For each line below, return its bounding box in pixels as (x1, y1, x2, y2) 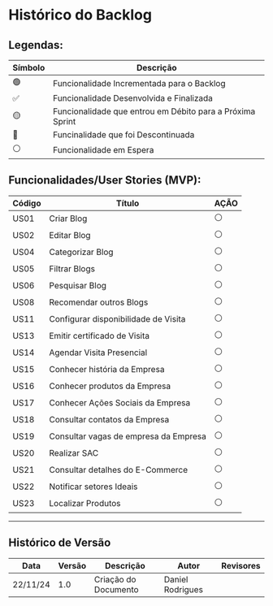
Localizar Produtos (49, 498, 121, 509)
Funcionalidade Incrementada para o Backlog (52, 77, 226, 89)
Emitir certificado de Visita (49, 331, 150, 342)
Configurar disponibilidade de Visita (49, 314, 186, 325)
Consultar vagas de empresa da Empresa (49, 431, 207, 442)
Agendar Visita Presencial (49, 347, 148, 358)
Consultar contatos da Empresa (49, 414, 170, 426)
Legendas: (8, 38, 63, 52)
